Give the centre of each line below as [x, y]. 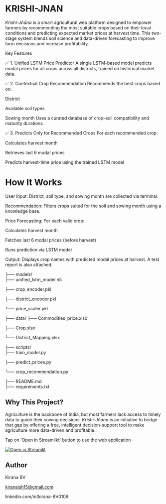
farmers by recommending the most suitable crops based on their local [78, 27]
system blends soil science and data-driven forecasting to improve [86, 38]
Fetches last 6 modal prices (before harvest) [51, 240]
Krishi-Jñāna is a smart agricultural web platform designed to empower [79, 22]
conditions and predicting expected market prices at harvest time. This [78, 33]
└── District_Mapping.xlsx [33, 337]
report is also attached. [29, 264]
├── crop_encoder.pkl [28, 289]
